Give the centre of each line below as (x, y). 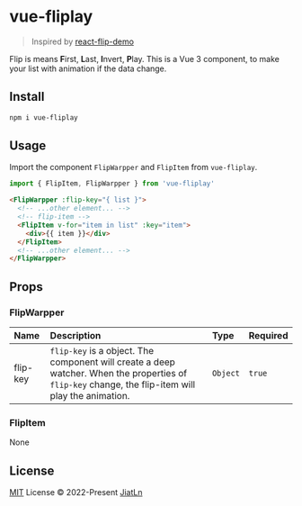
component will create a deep (112, 362)
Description (75, 335)
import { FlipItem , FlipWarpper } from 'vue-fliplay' (112, 184)
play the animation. (90, 396)
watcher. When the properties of (118, 373)
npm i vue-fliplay (44, 117)
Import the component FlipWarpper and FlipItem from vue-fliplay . (133, 167)
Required (268, 335)
